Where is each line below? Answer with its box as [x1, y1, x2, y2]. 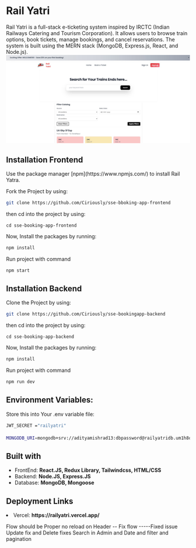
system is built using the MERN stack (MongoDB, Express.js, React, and [6, 42, 178, 49]
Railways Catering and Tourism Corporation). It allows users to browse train [6, 29, 188, 36]
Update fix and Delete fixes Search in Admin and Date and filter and [6, 529, 169, 536]
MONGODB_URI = [6, 435, 38, 441]
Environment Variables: [6, 395, 93, 405]
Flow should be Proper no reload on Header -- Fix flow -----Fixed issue [6, 523, 178, 530]
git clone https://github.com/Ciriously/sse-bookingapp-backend [6, 311, 166, 317]
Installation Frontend [6, 155, 83, 165]
